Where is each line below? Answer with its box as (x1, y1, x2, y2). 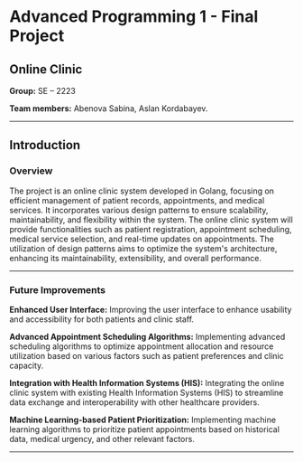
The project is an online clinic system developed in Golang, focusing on (9, 185, 275, 196)
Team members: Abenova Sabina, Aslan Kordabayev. (9, 103, 208, 114)
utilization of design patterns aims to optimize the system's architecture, (9, 242, 278, 254)
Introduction (9, 137, 81, 153)
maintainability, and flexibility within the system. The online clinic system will (9, 214, 293, 225)
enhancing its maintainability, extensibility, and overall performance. (9, 252, 262, 263)
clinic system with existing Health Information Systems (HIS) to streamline (9, 387, 284, 398)
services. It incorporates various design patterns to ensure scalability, (9, 204, 269, 215)
